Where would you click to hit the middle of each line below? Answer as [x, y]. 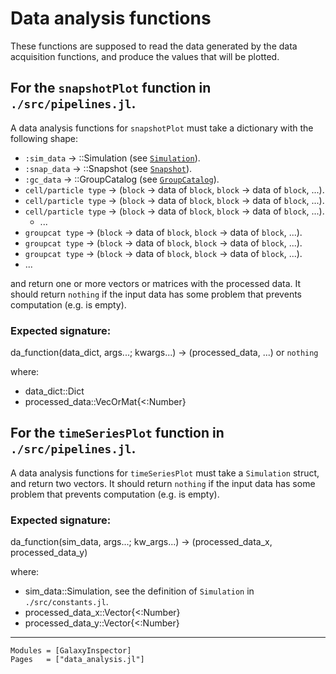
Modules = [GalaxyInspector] [71, 651]
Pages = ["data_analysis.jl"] [77, 660]
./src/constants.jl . [66, 602]
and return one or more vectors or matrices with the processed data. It [156, 283]
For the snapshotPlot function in [111, 88]
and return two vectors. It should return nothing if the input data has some [163, 483]
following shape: [44, 138]
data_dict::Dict [54, 391]
